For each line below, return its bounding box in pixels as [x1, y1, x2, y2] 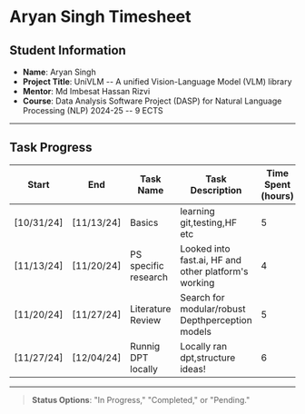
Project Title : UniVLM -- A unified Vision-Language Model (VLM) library [22, 76, 292, 87]
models [180, 325, 212, 338]
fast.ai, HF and [180, 253, 242, 266]
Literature [130, 302, 172, 315]
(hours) [261, 189, 295, 202]
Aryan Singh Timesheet [9, 6, 192, 27]
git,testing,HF [180, 216, 238, 229]
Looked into [180, 242, 231, 255]
